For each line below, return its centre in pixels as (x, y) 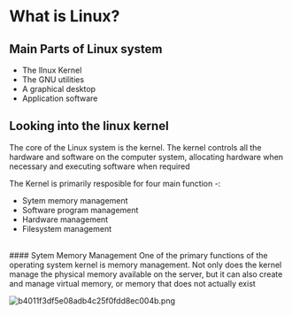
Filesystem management (67, 228)
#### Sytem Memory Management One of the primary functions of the (138, 255)
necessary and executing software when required (100, 166)
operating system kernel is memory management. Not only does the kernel (146, 265)
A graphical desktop (58, 89)
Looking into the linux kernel (89, 126)
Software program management (80, 210)
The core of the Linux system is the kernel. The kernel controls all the (135, 147)
